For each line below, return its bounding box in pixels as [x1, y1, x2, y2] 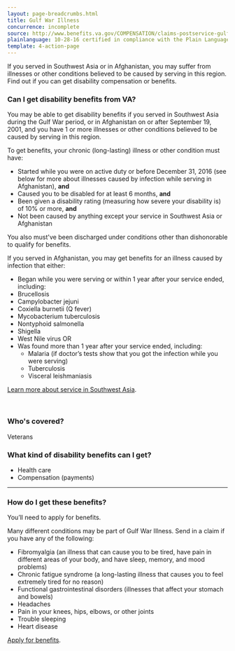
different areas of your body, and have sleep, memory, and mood [17, 555, 205, 564]
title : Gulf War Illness [7, 17, 80, 24]
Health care [17, 465, 51, 474]
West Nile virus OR [17, 334, 72, 343]
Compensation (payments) [17, 473, 94, 481]
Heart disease [17, 622, 58, 631]
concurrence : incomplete [7, 23, 80, 30]
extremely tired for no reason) [17, 577, 104, 586]
